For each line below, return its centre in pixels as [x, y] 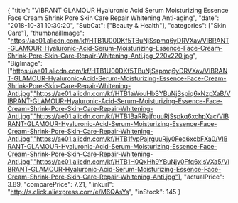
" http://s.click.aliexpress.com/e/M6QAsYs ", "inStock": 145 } [94, 192]
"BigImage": [25, 63]
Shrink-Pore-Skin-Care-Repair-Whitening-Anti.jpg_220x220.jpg [100, 56]
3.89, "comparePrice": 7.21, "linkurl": [61, 184]
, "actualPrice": [202, 177]
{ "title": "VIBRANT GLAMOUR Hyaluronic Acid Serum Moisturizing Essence [118, 10]
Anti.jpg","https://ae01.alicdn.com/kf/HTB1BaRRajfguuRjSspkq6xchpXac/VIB [118, 116]
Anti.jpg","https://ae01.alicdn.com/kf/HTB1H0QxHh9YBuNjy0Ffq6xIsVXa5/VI [118, 162]
